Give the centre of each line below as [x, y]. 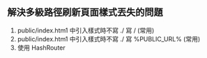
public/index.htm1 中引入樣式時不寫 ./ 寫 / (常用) [86, 30]
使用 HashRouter [41, 48]
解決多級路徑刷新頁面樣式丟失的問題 [85, 12]
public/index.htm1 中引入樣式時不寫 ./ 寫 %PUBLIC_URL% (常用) [109, 39]
